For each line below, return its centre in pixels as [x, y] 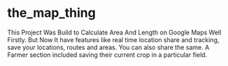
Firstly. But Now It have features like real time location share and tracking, [113, 39]
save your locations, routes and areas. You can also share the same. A [108, 47]
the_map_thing [51, 13]
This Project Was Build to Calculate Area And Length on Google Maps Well [114, 32]
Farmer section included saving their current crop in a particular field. [107, 55]
